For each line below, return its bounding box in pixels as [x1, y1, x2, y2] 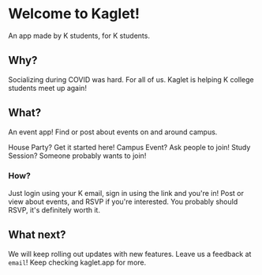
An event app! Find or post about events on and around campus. [8, 127, 218, 137]
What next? [8, 228, 66, 242]
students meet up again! [8, 83, 87, 92]
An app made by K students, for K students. [8, 31, 150, 40]
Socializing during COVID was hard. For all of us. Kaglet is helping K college [8, 74, 254, 84]
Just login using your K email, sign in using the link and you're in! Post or [8, 188, 245, 198]
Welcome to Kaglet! [8, 5, 140, 23]
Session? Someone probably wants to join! [8, 151, 147, 160]
